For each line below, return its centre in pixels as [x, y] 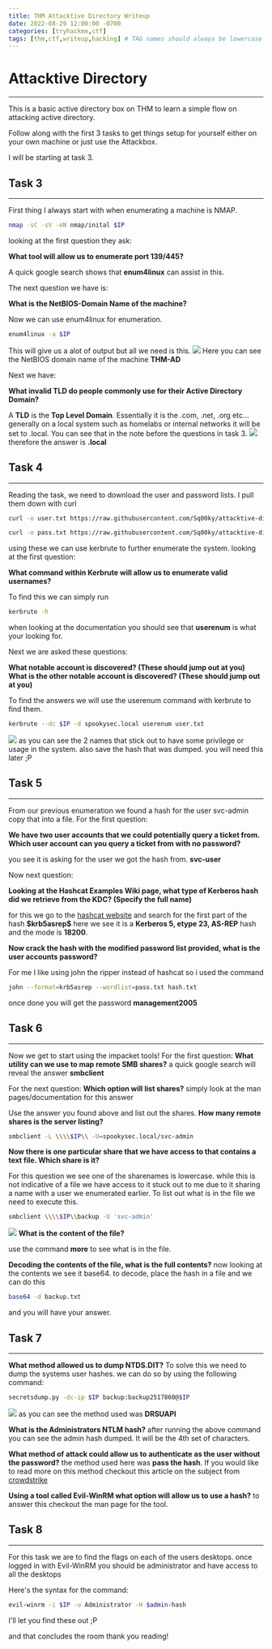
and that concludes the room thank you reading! [89, 1636]
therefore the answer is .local [57, 442]
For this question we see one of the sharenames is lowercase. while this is [132, 1176]
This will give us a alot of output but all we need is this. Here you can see [135, 351]
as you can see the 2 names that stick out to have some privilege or [131, 740]
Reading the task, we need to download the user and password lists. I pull [131, 494]
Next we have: [32, 375]
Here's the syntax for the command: [68, 1590]
